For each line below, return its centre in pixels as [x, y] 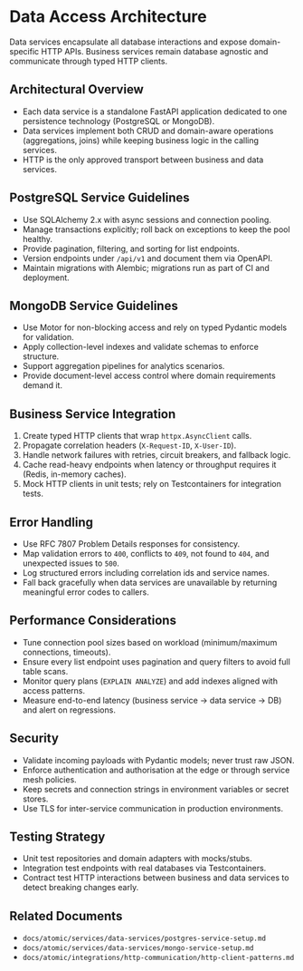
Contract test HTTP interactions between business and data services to [156, 878]
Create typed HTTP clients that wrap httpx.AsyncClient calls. [137, 436]
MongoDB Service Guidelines [94, 306]
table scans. [45, 671]
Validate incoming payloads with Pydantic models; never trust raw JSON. [158, 760]
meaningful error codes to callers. [85, 592]
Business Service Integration [93, 414]
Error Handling [51, 522]
